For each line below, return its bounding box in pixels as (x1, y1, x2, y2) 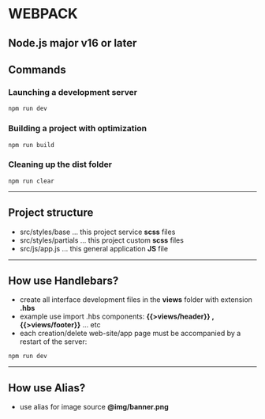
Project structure (8, 206, 94, 220)
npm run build (8, 141, 55, 149)
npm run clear (8, 177, 55, 185)
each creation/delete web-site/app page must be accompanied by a (19, 329, 241, 338)
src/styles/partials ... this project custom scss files (19, 235, 184, 245)
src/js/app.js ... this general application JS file (19, 243, 168, 253)
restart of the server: (19, 337, 88, 346)
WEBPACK (8, 5, 78, 23)
